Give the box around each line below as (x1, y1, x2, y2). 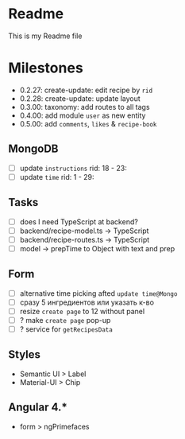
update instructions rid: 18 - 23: (19, 163, 127, 173)
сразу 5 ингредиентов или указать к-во (19, 297, 155, 307)
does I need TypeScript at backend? (19, 216, 139, 227)
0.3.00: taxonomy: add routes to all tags (19, 102, 150, 111)
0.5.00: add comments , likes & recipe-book (19, 118, 157, 128)
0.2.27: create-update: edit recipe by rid (19, 85, 153, 95)
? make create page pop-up (19, 315, 111, 324)
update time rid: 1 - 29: (19, 172, 94, 181)
